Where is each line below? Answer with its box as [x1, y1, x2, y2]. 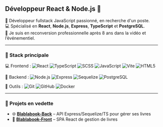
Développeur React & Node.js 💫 [5, 5, 101, 13]
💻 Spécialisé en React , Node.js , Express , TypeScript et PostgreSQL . [5, 23, 145, 29]
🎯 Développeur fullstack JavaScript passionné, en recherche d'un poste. [5, 17, 150, 23]
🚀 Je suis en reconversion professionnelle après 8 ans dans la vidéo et [5, 30, 147, 36]
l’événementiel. [5, 35, 35, 41]
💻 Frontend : [5, 63, 32, 69]
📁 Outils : [5, 84, 23, 89]
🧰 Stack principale [5, 52, 49, 58]
